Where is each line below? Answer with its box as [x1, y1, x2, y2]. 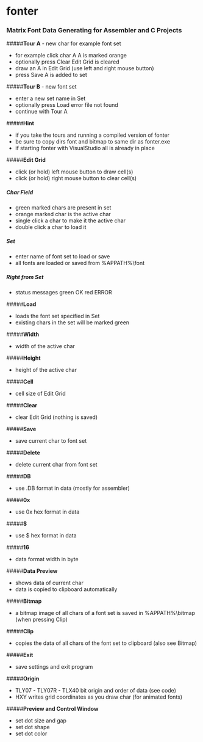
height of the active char [15, 366, 77, 374]
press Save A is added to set [15, 71, 87, 79]
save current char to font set [15, 437, 87, 445]
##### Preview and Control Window [6, 705, 99, 713]
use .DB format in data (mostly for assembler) [15, 484, 130, 492]
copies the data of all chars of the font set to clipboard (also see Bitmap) [15, 639, 197, 647]
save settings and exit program [15, 663, 93, 671]
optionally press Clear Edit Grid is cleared [15, 58, 120, 65]
